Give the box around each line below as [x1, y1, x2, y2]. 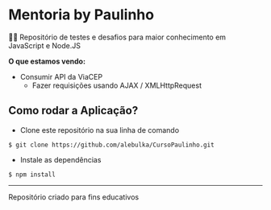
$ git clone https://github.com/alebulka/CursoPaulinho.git [8, 141, 215, 149]
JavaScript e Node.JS [8, 40, 81, 50]
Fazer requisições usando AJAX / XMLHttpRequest [31, 80, 202, 90]
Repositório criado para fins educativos [8, 191, 140, 202]
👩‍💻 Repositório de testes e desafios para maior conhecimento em [8, 32, 227, 42]
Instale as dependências [19, 154, 102, 164]
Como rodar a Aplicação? [8, 104, 139, 117]
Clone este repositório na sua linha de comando [19, 125, 180, 134]
